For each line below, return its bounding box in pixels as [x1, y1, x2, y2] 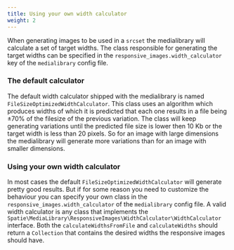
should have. [7, 236, 44, 244]
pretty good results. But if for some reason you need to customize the [7, 185, 209, 194]
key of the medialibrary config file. [7, 58, 109, 67]
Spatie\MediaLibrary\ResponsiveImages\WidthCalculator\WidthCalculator [7, 215, 221, 222]
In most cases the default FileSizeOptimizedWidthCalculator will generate [7, 178, 222, 186]
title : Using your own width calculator [7, 10, 128, 18]
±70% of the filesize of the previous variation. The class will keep [7, 114, 197, 123]
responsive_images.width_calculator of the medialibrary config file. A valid [7, 200, 227, 209]
